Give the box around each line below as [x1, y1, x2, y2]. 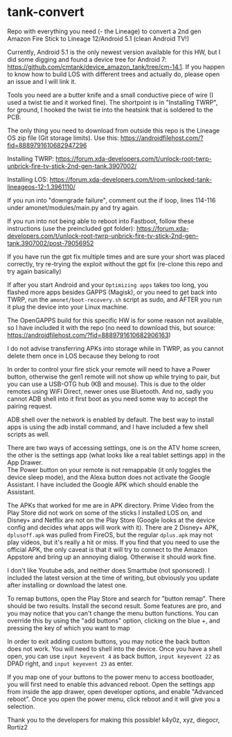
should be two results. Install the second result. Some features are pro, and [7, 601, 222, 610]
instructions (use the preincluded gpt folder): [7, 224, 135, 232]
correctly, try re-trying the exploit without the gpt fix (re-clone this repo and [7, 259, 223, 268]
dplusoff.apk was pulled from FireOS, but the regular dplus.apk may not [7, 530, 213, 539]
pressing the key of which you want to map [7, 623, 130, 632]
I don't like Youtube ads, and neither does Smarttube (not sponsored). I [7, 566, 210, 574]
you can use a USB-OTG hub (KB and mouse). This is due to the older [7, 379, 206, 388]
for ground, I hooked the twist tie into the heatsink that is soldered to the [7, 105, 213, 114]
